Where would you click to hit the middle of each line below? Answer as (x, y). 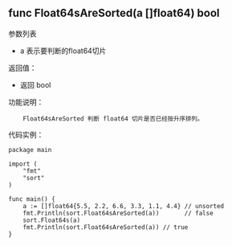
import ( (23, 164)
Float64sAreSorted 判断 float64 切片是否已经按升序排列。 (113, 119)
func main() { (32, 199)
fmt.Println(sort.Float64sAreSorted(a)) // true (106, 227)
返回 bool (35, 84)
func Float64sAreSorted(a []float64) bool (114, 13)
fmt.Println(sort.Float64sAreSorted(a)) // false (118, 213)
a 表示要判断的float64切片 (63, 51)
